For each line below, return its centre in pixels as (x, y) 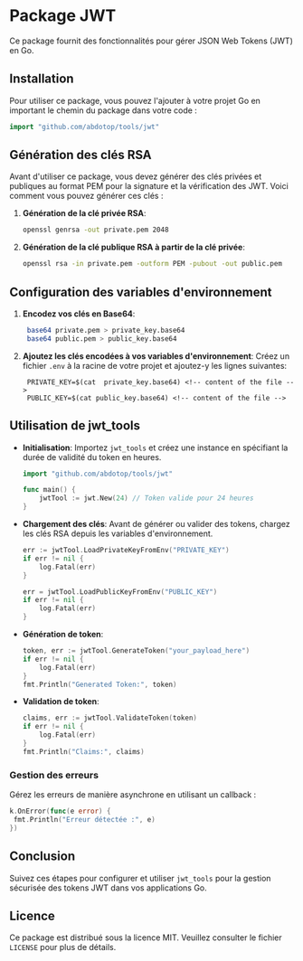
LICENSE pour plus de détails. (63, 947)
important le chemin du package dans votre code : (103, 110)
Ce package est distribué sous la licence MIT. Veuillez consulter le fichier (146, 937)
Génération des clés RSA (80, 155)
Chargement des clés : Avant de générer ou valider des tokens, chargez (156, 524)
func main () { (49, 490)
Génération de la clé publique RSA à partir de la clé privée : (134, 247)
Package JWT (63, 16)
